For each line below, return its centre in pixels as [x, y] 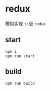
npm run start [20, 56]
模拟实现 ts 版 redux [25, 23]
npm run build [20, 83]
